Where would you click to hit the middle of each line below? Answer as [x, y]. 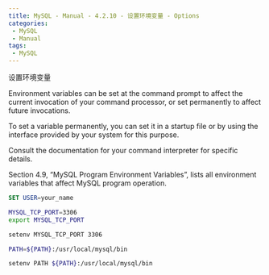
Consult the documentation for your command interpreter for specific [123, 150]
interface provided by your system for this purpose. [94, 135]
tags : [17, 46]
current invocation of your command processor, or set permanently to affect [135, 102]
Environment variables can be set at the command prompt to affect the [126, 93]
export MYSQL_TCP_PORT [46, 220]
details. [21, 159]
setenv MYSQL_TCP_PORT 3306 [56, 235]
